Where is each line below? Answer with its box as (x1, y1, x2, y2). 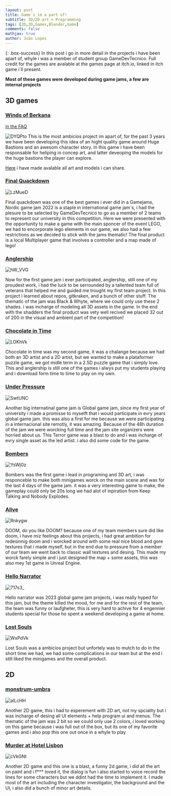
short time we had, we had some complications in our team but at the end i (5, 650, 162, 656)
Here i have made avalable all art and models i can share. (5, 164, 126, 171)
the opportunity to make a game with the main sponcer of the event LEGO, (5, 221, 162, 227)
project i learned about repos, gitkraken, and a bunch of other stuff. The (5, 293, 157, 299)
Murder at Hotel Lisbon (5, 741, 64, 749)
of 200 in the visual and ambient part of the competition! (5, 315, 124, 321)
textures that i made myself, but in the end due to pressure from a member (5, 544, 162, 550)
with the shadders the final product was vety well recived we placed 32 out (5, 309, 163, 316)
